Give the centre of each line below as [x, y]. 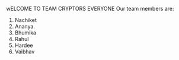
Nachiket [25, 20]
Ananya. [25, 26]
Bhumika [25, 33]
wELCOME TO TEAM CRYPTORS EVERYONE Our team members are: [90, 9]
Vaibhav [25, 52]
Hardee [24, 45]
